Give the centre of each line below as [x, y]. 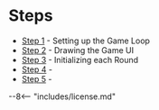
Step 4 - [37, 69]
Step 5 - [37, 78]
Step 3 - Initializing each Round [80, 60]
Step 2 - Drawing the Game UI [78, 50]
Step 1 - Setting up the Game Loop [86, 41]
